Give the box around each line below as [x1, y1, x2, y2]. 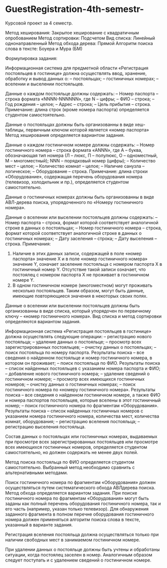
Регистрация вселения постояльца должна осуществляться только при [5, 531, 159, 538]
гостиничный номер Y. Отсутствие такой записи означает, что [12, 266, 146, 272]
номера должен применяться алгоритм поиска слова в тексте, [5, 516, 140, 523]
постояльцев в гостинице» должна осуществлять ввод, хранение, [5, 70, 147, 76]
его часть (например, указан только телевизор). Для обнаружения [5, 506, 149, 512]
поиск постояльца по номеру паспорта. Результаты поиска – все [5, 349, 144, 355]
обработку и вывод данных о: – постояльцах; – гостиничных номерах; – [5, 75, 159, 81]
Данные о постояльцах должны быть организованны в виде [5, 121, 134, 127]
